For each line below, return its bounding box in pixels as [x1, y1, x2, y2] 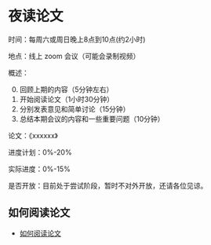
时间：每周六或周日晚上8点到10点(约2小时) [8, 35, 146, 44]
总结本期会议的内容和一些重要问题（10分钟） [19, 114, 165, 123]
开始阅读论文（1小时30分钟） [19, 94, 114, 104]
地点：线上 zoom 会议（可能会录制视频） [8, 51, 140, 60]
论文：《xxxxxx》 [8, 130, 59, 140]
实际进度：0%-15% [8, 164, 71, 174]
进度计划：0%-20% [8, 147, 72, 157]
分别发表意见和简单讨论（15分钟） [19, 104, 130, 114]
